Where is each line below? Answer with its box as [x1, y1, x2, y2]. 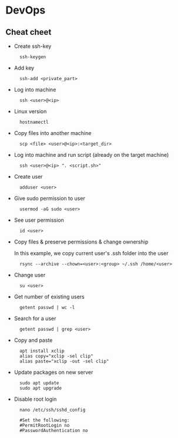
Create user [14, 173, 43, 180]
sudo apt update [19, 380, 59, 386]
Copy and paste [14, 337, 53, 344]
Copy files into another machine [14, 130, 92, 136]
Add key [14, 64, 35, 71]
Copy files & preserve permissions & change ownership [14, 238, 149, 245]
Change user [14, 272, 46, 278]
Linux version [14, 108, 47, 115]
